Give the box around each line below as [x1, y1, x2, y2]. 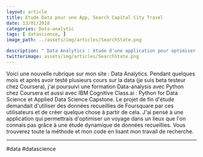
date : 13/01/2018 [6, 20, 50, 26]
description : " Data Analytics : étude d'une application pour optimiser [6, 48, 196, 54]
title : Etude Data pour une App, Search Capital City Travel [6, 14, 164, 21]
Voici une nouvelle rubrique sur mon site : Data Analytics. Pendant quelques [6, 70, 195, 77]
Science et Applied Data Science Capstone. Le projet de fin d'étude [6, 95, 175, 103]
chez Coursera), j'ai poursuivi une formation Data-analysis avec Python [6, 83, 184, 90]
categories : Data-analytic [6, 25, 74, 32]
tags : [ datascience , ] [6, 31, 66, 37]
